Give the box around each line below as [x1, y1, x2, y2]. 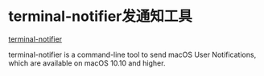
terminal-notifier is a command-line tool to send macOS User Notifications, [8, 50, 257, 59]
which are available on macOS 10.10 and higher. [8, 58, 166, 68]
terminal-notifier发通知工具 [8, 7, 193, 26]
